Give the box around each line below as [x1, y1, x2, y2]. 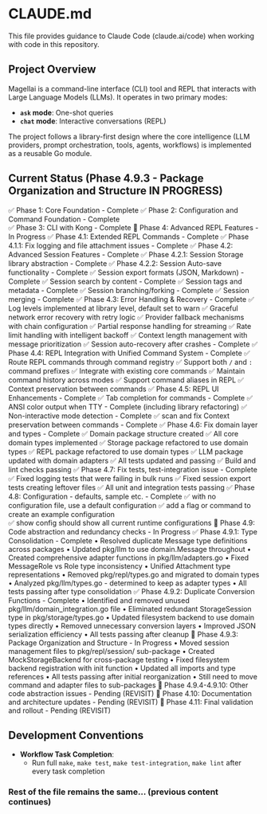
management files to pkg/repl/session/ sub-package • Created [8, 646, 215, 656]
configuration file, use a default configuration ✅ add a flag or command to [8, 500, 251, 510]
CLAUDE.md [8, 5, 92, 23]
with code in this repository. [8, 39, 100, 49]
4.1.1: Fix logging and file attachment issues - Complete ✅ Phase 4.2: [8, 241, 234, 250]
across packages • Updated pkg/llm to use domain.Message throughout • [8, 544, 252, 554]
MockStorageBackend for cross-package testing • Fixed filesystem [8, 655, 230, 664]
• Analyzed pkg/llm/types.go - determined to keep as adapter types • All [8, 578, 247, 588]
